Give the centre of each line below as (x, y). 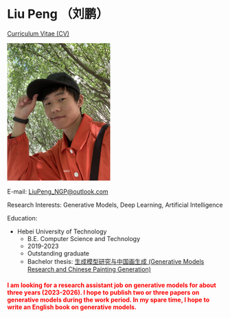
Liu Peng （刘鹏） (58, 14)
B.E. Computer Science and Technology (84, 238)
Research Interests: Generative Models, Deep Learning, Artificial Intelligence (115, 205)
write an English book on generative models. (72, 307)
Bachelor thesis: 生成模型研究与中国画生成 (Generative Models (116, 261)
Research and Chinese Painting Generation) (89, 269)
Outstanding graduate (58, 253)
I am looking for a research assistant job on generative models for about (112, 285)
